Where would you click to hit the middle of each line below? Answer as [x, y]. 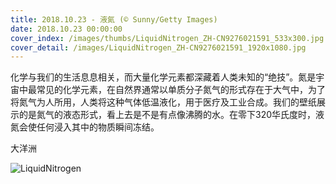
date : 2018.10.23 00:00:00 [66, 29]
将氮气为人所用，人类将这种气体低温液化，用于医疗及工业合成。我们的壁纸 [163, 102]
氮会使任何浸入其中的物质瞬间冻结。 [85, 127]
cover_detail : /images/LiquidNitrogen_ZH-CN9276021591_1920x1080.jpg [158, 47]
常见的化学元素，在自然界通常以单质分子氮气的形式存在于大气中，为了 [181, 90]
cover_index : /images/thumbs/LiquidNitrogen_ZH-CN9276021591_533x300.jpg [167, 38]
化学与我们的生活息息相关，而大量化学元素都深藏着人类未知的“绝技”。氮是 [163, 77]
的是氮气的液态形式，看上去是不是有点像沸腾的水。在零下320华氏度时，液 [171, 115]
